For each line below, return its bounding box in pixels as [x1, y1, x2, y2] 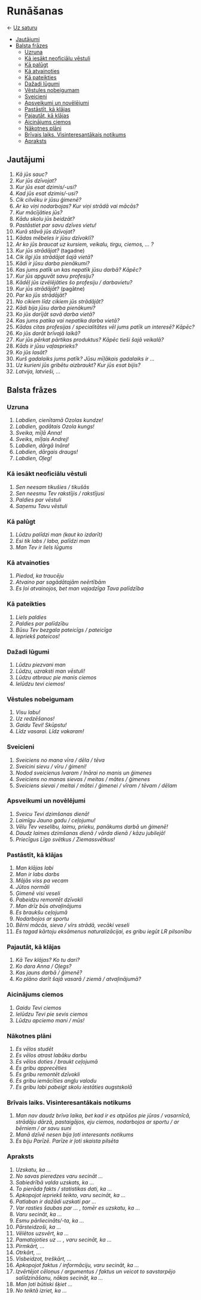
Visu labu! [15, 709, 41, 716]
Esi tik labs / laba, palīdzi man [15, 537, 90, 545]
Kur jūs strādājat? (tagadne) [15, 247, 85, 254]
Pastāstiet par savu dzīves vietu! [15, 221, 97, 229]
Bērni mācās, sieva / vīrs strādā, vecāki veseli [15, 922, 130, 929]
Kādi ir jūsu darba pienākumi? [15, 259, 90, 267]
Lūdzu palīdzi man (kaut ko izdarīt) [15, 531, 103, 538]
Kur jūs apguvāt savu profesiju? [15, 272, 95, 280]
